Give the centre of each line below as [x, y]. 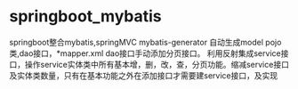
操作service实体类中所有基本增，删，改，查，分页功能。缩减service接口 [157, 64]
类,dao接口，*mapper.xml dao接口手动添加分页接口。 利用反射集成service [145, 53]
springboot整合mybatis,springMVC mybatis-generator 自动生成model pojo [145, 42]
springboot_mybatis [85, 16]
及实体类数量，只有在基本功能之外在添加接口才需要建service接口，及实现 [144, 75]
